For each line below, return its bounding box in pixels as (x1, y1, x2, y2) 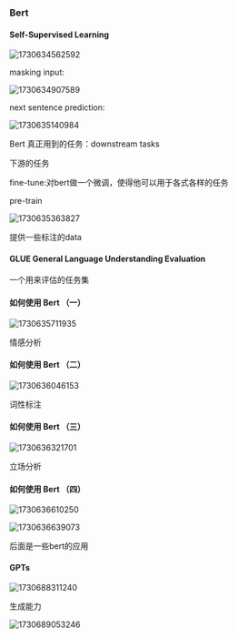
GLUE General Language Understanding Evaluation (9, 253, 206, 264)
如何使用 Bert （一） (9, 297, 86, 308)
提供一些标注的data (9, 232, 82, 243)
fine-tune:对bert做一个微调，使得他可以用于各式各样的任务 (9, 177, 229, 188)
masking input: (9, 66, 65, 78)
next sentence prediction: (9, 102, 105, 113)
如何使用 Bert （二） (9, 360, 86, 370)
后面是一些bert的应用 (9, 541, 89, 552)
